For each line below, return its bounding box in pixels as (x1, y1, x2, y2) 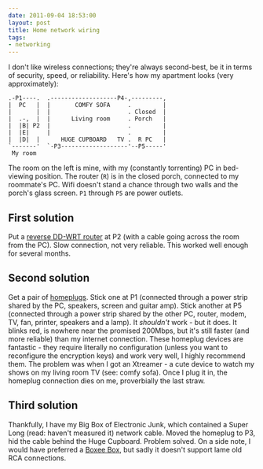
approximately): (8, 79, 59, 89)
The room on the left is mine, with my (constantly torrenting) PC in (8, 163, 222, 173)
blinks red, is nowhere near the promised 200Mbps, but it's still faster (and (8, 326, 250, 335)
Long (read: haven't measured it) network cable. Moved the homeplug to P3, (8, 428, 256, 438)
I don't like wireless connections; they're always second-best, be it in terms (8, 62, 253, 72)
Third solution (8, 399, 79, 412)
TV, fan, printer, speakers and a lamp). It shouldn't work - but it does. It (8, 317, 237, 327)
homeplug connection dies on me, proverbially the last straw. (8, 375, 206, 386)
